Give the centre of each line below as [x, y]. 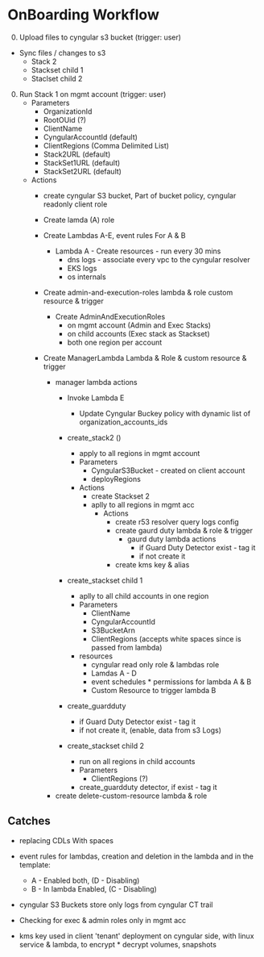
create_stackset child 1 [105, 580]
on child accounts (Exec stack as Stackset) [138, 333]
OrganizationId [68, 111]
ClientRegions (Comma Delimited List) [106, 145]
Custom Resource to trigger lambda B [154, 690]
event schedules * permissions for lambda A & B [171, 681]
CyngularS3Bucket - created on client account [168, 470]
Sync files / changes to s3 [62, 52]
